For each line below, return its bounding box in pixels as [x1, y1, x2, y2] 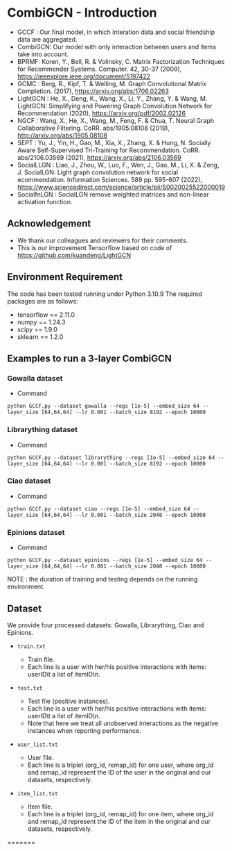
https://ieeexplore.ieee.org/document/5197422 [17, 72, 151, 81]
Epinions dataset [7, 527, 65, 537]
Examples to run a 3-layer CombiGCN [7, 352, 172, 364]
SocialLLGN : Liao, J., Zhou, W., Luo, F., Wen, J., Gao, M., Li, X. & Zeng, [17, 160, 220, 169]
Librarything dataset [7, 425, 78, 435]
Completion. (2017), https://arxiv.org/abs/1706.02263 [17, 87, 170, 95]
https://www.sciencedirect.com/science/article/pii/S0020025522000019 [17, 183, 226, 191]
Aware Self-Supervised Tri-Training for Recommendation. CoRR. [17, 146, 201, 154]
